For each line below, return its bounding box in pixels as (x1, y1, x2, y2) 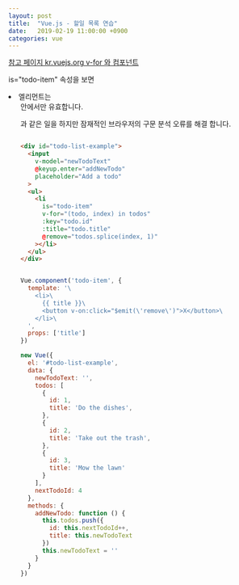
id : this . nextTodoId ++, (49, 524, 129, 532)
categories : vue (8, 34, 63, 43)
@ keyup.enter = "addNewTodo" (35, 165, 126, 173)
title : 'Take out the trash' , (49, 434, 151, 442)
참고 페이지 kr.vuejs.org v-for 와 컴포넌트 (8, 57, 139, 67)
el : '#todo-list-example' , (27, 359, 119, 367)
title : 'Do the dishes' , (49, 404, 133, 412)
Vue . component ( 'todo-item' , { (19, 276, 123, 285)
